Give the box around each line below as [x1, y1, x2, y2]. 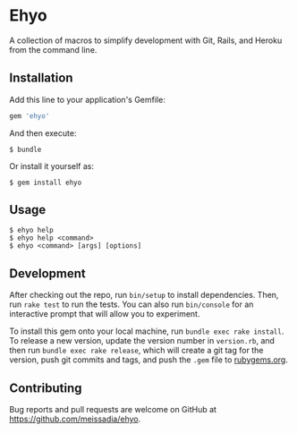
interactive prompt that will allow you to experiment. [9, 309, 200, 319]
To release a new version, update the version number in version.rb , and [9, 335, 276, 346]
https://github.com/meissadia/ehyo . [9, 413, 141, 425]
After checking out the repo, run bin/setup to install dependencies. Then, [9, 290, 279, 301]
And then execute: [9, 127, 77, 139]
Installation [9, 71, 73, 86]
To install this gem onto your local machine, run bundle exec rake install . [9, 326, 284, 336]
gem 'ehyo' [9, 111, 50, 121]
